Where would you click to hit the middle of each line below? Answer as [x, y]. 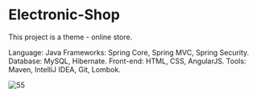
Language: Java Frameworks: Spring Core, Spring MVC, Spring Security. [129, 52]
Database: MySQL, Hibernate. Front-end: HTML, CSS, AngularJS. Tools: [127, 61]
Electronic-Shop [64, 15]
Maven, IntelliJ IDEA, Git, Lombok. [64, 69]
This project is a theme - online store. [70, 37]
